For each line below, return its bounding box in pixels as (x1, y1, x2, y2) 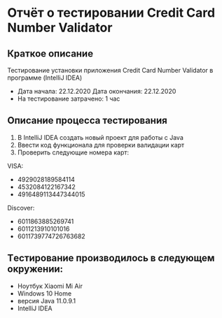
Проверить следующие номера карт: (17, 148, 130, 157)
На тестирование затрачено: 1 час (17, 94, 120, 103)
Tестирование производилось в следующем (7, 252, 215, 264)
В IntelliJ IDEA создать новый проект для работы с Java (17, 133, 183, 141)
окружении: (7, 263, 64, 275)
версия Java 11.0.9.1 (17, 296, 76, 305)
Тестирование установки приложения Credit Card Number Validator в (7, 66, 214, 74)
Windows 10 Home (17, 289, 72, 298)
